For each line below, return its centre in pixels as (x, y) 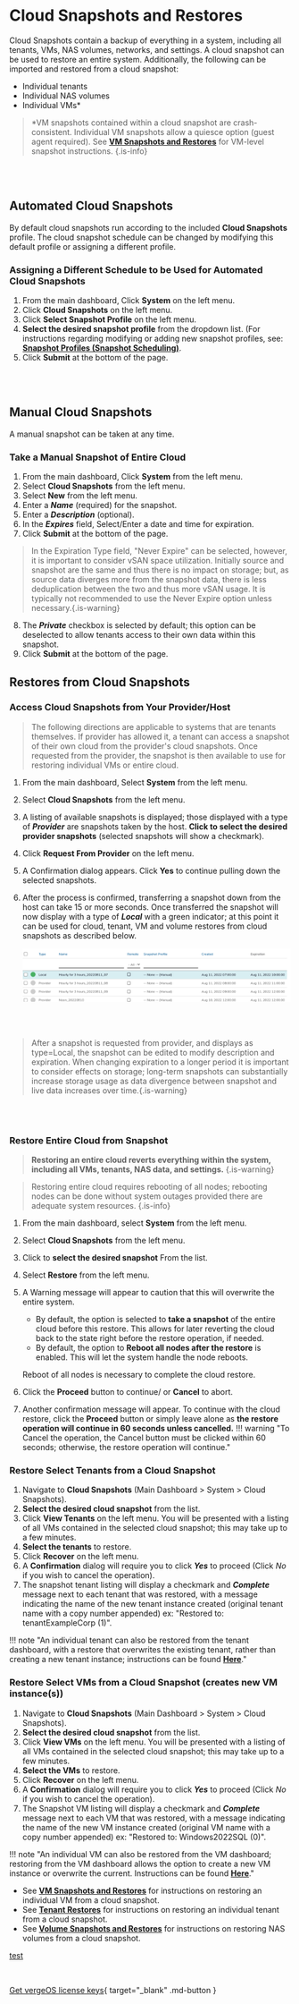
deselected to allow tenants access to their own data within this (139, 635)
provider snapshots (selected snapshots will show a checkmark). (143, 836)
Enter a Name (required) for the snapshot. (100, 505)
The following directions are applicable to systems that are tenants (154, 726)
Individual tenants (54, 86)
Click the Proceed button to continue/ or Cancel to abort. (128, 1392)
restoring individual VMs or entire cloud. (105, 765)
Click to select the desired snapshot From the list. (115, 1258)
